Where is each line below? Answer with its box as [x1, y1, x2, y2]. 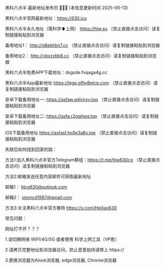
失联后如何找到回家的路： [5, 146, 57, 152]
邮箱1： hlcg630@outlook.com [5, 184, 67, 190]
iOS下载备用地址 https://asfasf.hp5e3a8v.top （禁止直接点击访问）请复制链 [5, 130, 158, 135]
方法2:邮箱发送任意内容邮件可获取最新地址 [5, 173, 91, 179]
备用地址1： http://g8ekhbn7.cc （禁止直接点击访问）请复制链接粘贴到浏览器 [5, 42, 160, 48]
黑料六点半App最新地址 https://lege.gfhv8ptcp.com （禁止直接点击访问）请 [5, 80, 158, 86]
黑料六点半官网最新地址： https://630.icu [5, 15, 87, 21]
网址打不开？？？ [5, 226, 40, 232]
